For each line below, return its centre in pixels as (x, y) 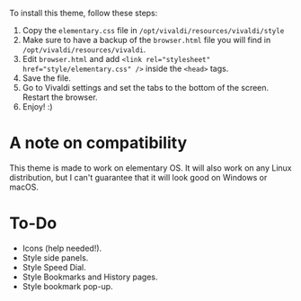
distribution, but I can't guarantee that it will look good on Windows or (138, 177)
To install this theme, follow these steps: (84, 13)
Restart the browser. (60, 97)
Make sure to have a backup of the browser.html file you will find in (146, 40)
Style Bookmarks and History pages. (90, 277)
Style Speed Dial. (54, 267)
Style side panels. (55, 257)
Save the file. (47, 78)
